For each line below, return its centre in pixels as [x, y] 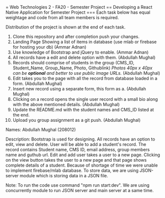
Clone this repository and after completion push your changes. [76, 37]
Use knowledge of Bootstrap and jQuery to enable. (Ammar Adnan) [81, 52]
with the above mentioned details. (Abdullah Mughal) [66, 104]
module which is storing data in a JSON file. [64, 176]
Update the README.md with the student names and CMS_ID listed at [83, 110]
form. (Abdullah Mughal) [37, 84]
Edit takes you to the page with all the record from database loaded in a [85, 78]
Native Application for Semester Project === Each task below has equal [78, 12]
